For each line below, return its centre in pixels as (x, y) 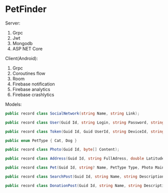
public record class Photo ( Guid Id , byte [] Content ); (62, 149)
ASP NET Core (27, 48)
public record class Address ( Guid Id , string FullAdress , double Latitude (85, 158)
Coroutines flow (29, 73)
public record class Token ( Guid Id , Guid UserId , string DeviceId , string (85, 131)
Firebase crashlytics (33, 94)
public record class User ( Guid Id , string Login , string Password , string (85, 122)
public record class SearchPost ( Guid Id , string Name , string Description (85, 177)
